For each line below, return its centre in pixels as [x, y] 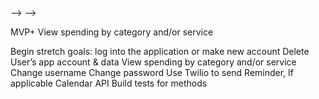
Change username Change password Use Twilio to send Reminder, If [152, 72]
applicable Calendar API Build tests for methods [109, 83]
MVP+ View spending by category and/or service [112, 32]
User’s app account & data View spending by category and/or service [153, 62]
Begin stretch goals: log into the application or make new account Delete [160, 51]
